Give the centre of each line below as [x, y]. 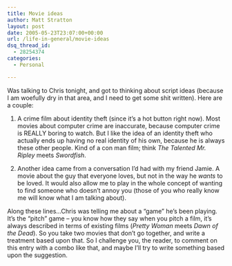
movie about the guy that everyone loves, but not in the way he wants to [120, 176]
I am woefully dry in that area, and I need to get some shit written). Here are [115, 98]
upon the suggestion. [37, 255]
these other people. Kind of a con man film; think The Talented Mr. [112, 147]
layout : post [26, 26]
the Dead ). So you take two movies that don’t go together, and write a [106, 233]
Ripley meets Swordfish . [51, 155]
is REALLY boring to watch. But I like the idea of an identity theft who [115, 133]
